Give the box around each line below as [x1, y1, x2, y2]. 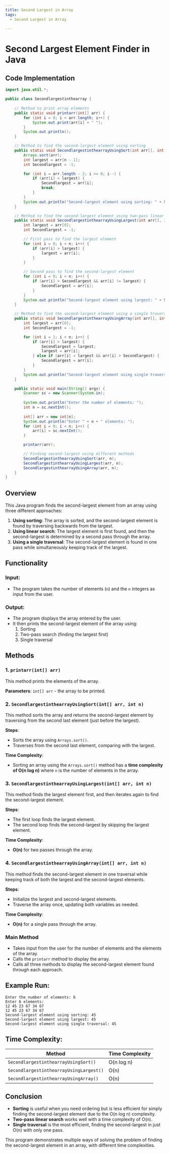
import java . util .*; [5, 87, 49, 93]
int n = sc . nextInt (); [23, 405, 71, 410]
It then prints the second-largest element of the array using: [12, 621, 138, 627]
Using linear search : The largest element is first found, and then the [12, 528, 155, 534]
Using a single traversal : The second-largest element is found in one [12, 539, 157, 545]
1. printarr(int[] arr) [5, 667, 61, 674]
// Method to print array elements [14, 106, 90, 111]
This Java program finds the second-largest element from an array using [5, 502, 157, 509]
